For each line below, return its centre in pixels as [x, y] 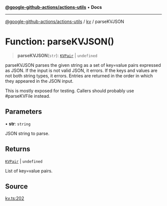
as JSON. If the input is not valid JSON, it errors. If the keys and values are [81, 70]
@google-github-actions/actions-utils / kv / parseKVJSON [65, 21]
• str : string [18, 124]
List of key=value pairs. [29, 171]
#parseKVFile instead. [28, 96]
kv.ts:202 [15, 199]
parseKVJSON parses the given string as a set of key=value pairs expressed [83, 65]
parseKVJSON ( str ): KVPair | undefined [57, 55]
